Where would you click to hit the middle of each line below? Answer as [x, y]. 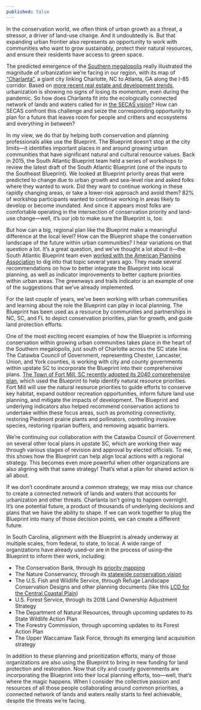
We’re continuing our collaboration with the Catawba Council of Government [100, 437]
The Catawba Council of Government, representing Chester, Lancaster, [94, 355]
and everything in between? [40, 123]
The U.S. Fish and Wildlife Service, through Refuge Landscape [92, 580]
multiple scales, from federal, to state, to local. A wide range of [84, 543]
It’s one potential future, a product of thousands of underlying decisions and [100, 506]
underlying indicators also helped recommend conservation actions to [93, 406]
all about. [18, 475]
